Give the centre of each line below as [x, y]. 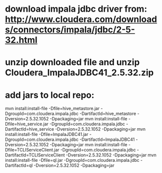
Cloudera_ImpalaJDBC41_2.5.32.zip [80, 73]
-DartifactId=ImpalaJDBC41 [107, 139]
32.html [21, 40]
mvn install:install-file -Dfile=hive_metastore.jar [52, 109]
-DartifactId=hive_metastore [108, 114]
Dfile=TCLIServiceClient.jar [32, 150]
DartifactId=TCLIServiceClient [35, 155]
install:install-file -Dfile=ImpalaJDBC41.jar [47, 135]
